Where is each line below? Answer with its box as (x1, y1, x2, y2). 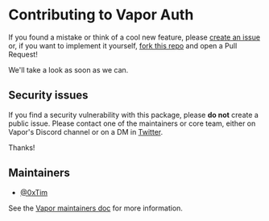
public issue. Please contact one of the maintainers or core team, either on (8, 119, 256, 128)
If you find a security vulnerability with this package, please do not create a (8, 110, 259, 119)
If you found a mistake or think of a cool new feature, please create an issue (8, 32, 260, 42)
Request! (8, 49, 38, 59)
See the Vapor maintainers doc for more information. (8, 203, 184, 213)
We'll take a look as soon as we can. (8, 65, 129, 74)
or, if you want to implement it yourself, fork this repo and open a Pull (8, 40, 238, 50)
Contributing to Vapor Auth (8, 6, 194, 24)
